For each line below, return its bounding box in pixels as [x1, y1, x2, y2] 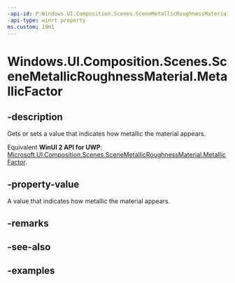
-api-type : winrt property [7, 17, 86, 24]
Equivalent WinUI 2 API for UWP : [7, 143, 103, 151]
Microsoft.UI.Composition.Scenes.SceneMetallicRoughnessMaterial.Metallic [7, 151, 226, 159]
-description [7, 111, 63, 123]
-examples [7, 265, 55, 277]
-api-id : [7, 10, 33, 18]
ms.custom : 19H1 [7, 23, 55, 30]
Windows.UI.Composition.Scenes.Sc [7, 53, 227, 69]
